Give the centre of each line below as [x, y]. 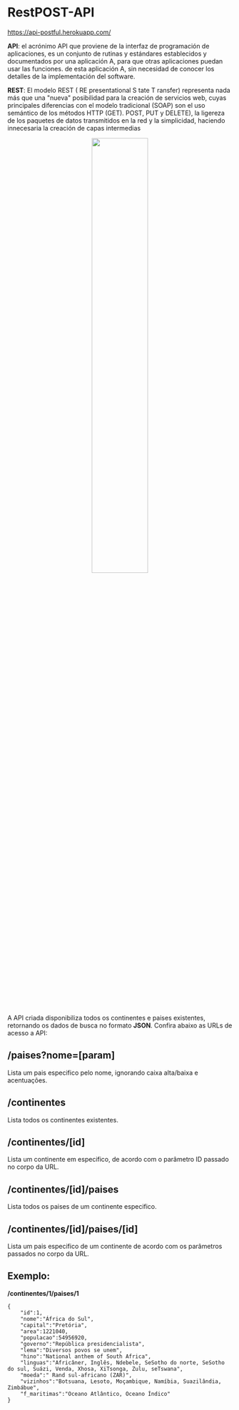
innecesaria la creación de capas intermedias [74, 128]
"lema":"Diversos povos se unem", [71, 1350]
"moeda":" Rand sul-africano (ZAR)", [76, 1375]
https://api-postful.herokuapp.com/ [59, 32]
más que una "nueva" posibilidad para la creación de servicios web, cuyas [117, 98]
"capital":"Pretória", [54, 1325]
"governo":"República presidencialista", [82, 1344]
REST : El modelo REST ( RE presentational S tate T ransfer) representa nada [119, 90]
